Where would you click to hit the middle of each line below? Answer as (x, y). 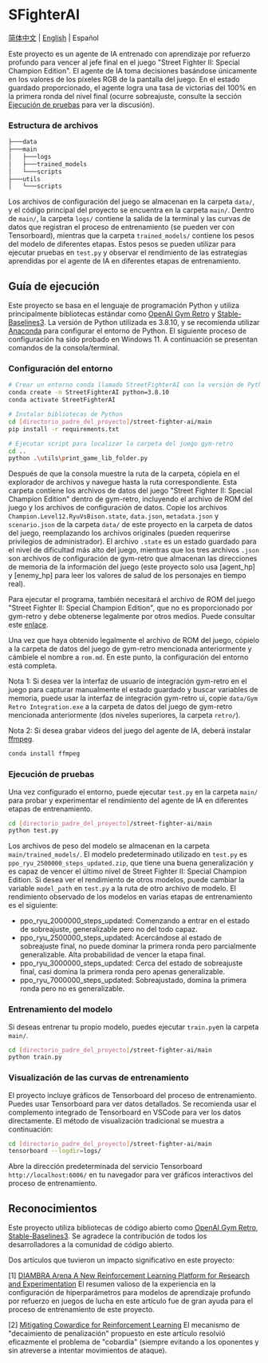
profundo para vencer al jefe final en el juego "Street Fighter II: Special (124, 62)
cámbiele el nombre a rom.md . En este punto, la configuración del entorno (128, 657)
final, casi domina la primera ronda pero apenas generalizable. (122, 972)
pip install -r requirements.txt (64, 429)
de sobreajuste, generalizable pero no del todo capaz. (108, 929)
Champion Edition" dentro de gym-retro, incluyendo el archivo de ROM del (130, 499)
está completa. (33, 666)
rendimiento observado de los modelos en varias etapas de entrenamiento (130, 897)
